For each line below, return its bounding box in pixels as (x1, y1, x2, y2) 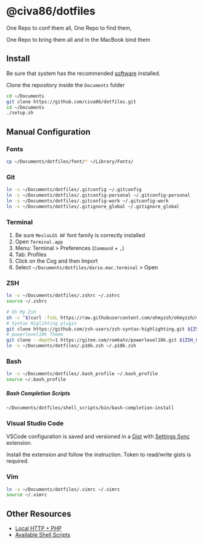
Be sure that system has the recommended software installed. (6, 70, 161, 77)
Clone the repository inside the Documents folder (6, 81, 125, 88)
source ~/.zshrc (6, 298, 47, 304)
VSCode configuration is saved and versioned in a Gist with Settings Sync (6, 433, 190, 440)
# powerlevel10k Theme (6, 332, 63, 338)
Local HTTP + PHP (14, 525, 62, 532)
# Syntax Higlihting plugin (6, 320, 77, 326)
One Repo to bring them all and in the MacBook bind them (6, 36, 150, 43)
